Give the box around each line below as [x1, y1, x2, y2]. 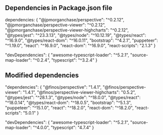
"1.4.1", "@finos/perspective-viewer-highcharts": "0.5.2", [22, 89, 136, 95]
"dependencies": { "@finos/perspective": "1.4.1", [5, 84, 102, 90]
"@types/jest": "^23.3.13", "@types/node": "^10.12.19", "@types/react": [5, 32, 146, 38]
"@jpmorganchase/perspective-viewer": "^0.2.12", [5, 22, 106, 28]
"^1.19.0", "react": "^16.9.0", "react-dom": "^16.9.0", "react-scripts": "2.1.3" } [5, 42, 156, 48]
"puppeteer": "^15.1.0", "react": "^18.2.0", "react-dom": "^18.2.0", [5, 104, 134, 111]
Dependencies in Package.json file [5, 4, 113, 12]
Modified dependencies [5, 71, 79, 80]
